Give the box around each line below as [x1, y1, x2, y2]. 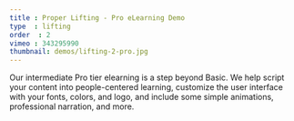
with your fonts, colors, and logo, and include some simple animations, [9, 92, 275, 103]
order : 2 [9, 30, 51, 39]
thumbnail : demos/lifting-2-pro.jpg [9, 47, 148, 56]
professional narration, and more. [9, 101, 135, 112]
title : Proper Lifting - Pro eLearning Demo [9, 13, 185, 23]
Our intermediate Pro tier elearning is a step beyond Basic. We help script [9, 72, 285, 83]
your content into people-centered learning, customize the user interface [9, 82, 284, 93]
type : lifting [9, 22, 71, 31]
